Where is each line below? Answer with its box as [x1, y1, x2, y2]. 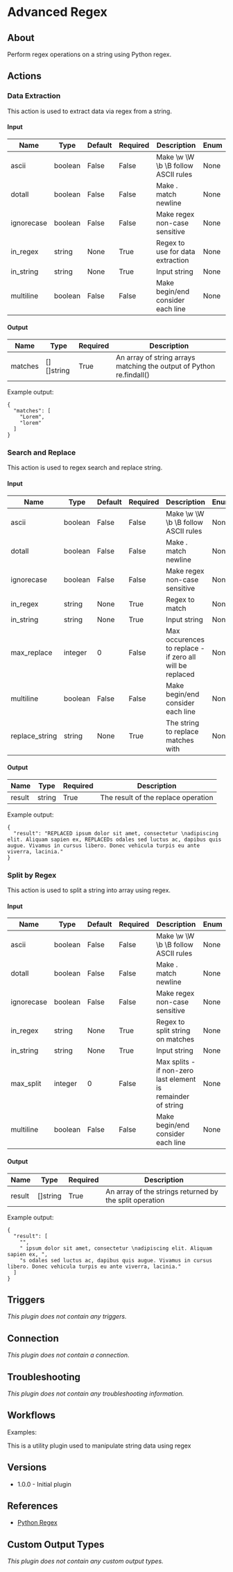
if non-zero [155, 1066, 194, 1076]
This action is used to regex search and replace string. [7, 463, 163, 472]
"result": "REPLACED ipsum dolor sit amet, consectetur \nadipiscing [13, 830, 218, 837]
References [7, 1500, 58, 1512]
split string [155, 1026, 191, 1035]
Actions [7, 70, 42, 82]
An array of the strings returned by [105, 1187, 218, 1196]
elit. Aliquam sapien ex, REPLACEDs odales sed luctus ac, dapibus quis [7, 836, 222, 843]
